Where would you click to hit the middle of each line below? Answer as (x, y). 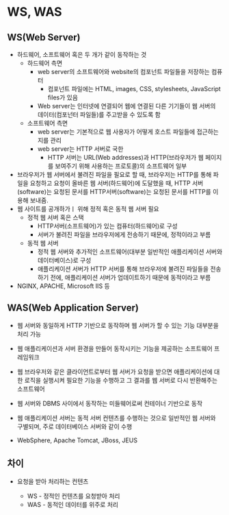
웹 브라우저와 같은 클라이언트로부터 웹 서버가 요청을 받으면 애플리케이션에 (115, 372)
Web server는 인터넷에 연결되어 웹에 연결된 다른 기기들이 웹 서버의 (126, 106)
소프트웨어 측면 (48, 123)
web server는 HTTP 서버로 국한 (80, 149)
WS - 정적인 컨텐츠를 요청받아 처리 (73, 496)
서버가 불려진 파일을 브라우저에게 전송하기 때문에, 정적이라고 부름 (124, 235)
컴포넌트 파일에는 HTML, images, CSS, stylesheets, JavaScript (134, 89)
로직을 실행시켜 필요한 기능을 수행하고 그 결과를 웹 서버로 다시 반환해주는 (121, 380)
